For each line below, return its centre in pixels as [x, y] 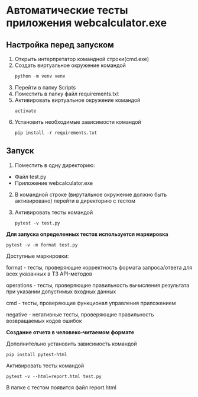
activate [25, 111]
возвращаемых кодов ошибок [44, 321]
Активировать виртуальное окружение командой [77, 100]
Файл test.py [30, 177]
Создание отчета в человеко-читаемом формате [70, 332]
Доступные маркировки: [38, 256]
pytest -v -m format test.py [42, 245]
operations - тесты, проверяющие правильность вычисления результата [98, 285]
